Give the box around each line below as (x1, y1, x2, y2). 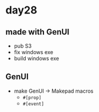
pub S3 (13, 42, 32, 49)
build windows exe (13, 55, 59, 62)
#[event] (22, 101, 45, 107)
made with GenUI (5, 27, 70, 37)
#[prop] (22, 94, 42, 100)
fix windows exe (13, 49, 53, 56)
